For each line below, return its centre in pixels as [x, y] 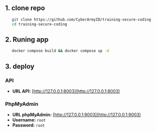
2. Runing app [27, 39]
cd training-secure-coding [39, 24]
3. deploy [20, 66]
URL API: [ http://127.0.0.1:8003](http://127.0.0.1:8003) [66, 91]
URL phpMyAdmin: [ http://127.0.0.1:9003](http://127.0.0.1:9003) [77, 115]
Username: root [29, 120]
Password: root [29, 125]
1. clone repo [25, 8]
